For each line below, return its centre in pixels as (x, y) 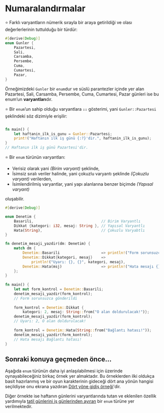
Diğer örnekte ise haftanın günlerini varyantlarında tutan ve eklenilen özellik (81, 396)
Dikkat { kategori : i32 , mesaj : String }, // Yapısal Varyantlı (80, 226)
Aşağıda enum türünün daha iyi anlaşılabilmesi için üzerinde (64, 371)
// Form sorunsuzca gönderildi (46, 298)
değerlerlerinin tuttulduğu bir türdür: (41, 29)
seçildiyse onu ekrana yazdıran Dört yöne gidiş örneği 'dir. (63, 387)
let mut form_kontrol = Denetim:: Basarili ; (59, 290)
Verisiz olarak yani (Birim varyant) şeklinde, (56, 169)
